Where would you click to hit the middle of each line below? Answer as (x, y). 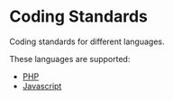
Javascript (42, 86)
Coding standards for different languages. (87, 41)
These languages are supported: (70, 59)
